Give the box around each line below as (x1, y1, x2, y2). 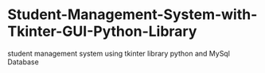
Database (7, 57, 39, 67)
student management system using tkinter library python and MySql (7, 48, 230, 58)
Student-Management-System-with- (7, 6, 258, 24)
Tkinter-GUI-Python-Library (7, 22, 197, 40)
